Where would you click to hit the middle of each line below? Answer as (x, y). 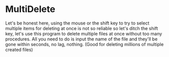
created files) (19, 49)
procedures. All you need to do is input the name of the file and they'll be (81, 39)
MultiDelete (30, 9)
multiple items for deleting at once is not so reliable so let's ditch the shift (82, 28)
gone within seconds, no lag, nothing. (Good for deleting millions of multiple (84, 44)
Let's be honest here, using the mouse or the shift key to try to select (77, 23)
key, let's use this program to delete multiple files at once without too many (84, 33)
